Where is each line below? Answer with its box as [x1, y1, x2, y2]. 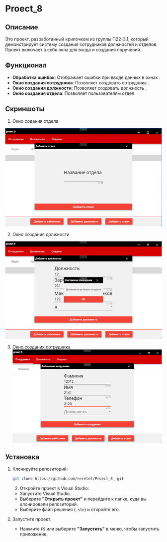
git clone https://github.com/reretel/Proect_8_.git [12, 476, 124, 482]
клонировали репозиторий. [19, 501, 78, 507]
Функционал [5, 61, 47, 70]
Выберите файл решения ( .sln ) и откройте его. [19, 507, 120, 513]
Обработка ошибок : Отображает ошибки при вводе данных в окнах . [12, 74, 161, 80]
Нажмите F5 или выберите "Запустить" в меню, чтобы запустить [19, 526, 160, 532]
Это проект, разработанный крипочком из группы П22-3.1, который [5, 36, 149, 42]
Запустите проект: [12, 516, 52, 522]
